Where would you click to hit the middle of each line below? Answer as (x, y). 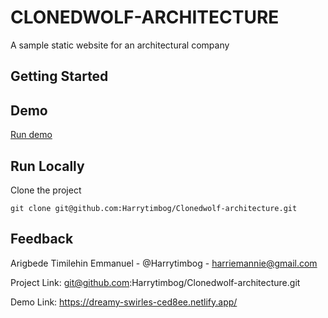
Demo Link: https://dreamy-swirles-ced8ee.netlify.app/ (124, 302)
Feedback (42, 239)
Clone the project (46, 190)
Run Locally (47, 166)
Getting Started (59, 76)
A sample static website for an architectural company (120, 45)
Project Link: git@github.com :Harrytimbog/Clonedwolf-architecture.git (155, 282)
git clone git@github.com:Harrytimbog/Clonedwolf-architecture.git (154, 208)
